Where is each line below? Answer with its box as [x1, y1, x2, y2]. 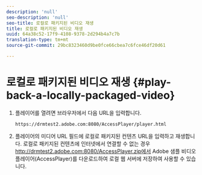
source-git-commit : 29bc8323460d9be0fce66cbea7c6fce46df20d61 [6, 43, 166, 49]
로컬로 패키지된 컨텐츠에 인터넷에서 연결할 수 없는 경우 [23, 140, 151, 147]
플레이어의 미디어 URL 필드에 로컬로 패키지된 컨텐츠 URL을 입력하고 [14, 132, 174, 140]
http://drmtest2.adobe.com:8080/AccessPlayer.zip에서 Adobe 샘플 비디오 [14, 147, 197, 155]
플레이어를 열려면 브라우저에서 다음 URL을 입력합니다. [14, 109, 142, 116]
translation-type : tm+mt [6, 37, 69, 43]
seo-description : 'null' [6, 14, 69, 20]
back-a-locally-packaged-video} [6, 88, 175, 102]
